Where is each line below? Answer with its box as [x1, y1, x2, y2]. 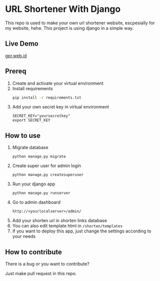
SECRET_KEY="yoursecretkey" [12, 113, 70, 118]
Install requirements [12, 85, 53, 91]
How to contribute [5, 248, 62, 256]
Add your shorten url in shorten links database [12, 218, 107, 224]
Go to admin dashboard [12, 199, 61, 205]
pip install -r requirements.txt [12, 95, 82, 100]
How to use [5, 131, 41, 140]
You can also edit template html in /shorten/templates [12, 223, 123, 229]
